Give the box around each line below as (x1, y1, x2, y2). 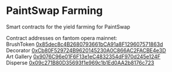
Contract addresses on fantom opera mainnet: (6, 34, 118, 41)
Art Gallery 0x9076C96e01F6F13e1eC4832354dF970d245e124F (6, 53, 161, 60)
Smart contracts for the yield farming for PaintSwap (6, 23, 130, 30)
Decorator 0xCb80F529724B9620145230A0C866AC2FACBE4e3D (6, 46, 166, 53)
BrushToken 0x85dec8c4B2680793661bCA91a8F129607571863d (6, 41, 163, 48)
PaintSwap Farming (6, 4, 104, 17)
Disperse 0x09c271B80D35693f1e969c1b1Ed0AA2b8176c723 (6, 59, 154, 66)
